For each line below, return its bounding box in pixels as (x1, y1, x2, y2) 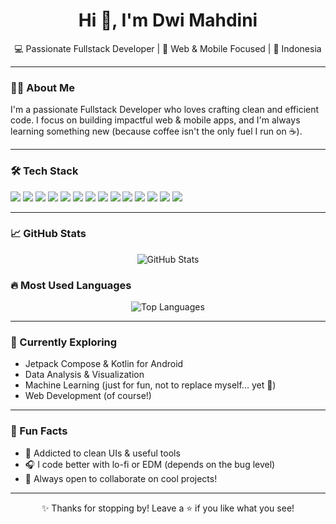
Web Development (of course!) (24, 390, 152, 402)
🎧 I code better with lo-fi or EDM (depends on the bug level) (24, 458, 276, 470)
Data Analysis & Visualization (24, 369, 145, 381)
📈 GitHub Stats (10, 227, 87, 241)
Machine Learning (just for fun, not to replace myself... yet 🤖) (24, 379, 277, 391)
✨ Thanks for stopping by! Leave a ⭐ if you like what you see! (41, 502, 295, 514)
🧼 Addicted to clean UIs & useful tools (24, 447, 181, 459)
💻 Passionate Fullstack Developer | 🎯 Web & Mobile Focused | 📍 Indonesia (14, 42, 322, 54)
